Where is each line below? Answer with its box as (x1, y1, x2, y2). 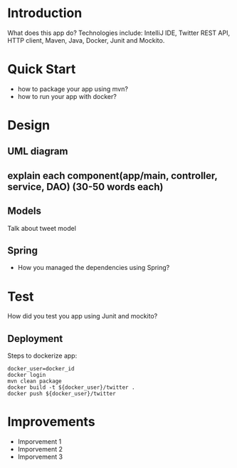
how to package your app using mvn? (17, 84, 128, 93)
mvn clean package (7, 378, 62, 385)
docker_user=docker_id (7, 365, 75, 373)
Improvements (7, 414, 95, 430)
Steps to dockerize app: (7, 351, 78, 360)
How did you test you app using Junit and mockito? (7, 312, 158, 321)
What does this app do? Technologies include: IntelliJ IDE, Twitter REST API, (7, 28, 230, 37)
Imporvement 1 (17, 437, 62, 446)
